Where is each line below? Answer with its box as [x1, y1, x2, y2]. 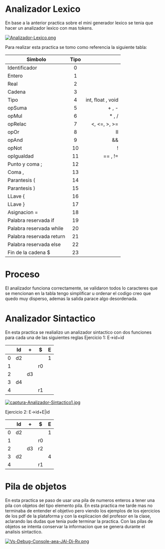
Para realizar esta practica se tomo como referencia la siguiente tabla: [5, 44, 147, 50]
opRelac [7, 120, 27, 127]
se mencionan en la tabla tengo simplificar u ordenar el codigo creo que [5, 290, 151, 296]
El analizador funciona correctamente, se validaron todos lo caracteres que [5, 285, 158, 291]
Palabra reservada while [7, 225, 64, 232]
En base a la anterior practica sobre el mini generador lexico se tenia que [5, 20, 154, 26]
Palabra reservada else [7, 241, 61, 248]
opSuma [7, 104, 27, 111]
